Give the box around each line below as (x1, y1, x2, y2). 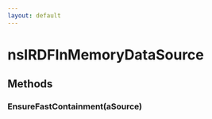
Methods (7, 77, 53, 91)
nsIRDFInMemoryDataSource (7, 45, 204, 63)
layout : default (7, 11, 61, 20)
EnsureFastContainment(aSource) (7, 101, 142, 112)
